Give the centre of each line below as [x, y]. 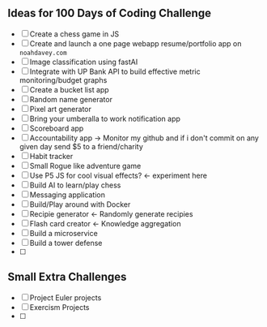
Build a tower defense [66, 243]
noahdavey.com [43, 53]
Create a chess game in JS [74, 34]
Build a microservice [64, 233]
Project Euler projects [66, 297]
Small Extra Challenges [67, 277]
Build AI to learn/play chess [75, 185]
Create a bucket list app [70, 89]
